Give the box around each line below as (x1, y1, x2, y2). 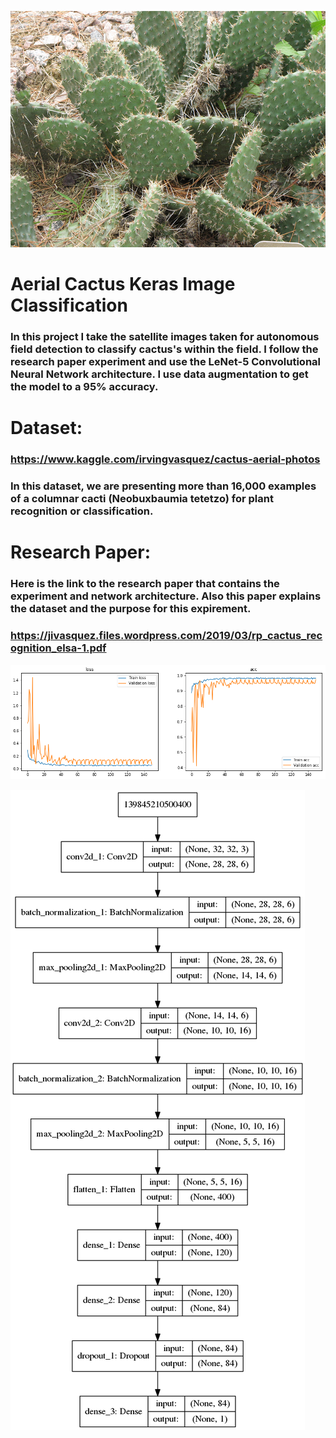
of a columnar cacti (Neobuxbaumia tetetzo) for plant (10, 492, 274, 506)
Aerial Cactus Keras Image (10, 273, 236, 296)
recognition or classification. (10, 504, 154, 518)
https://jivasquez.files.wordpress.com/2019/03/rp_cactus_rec (10, 629, 323, 643)
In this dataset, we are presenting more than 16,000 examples (10, 479, 317, 493)
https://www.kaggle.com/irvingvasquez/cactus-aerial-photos (10, 452, 321, 466)
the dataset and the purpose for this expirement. (10, 602, 252, 616)
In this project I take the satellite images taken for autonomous (10, 330, 320, 344)
